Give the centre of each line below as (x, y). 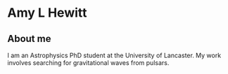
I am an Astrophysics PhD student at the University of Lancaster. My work (114, 55)
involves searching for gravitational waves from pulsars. (88, 63)
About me (29, 39)
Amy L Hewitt (47, 13)
